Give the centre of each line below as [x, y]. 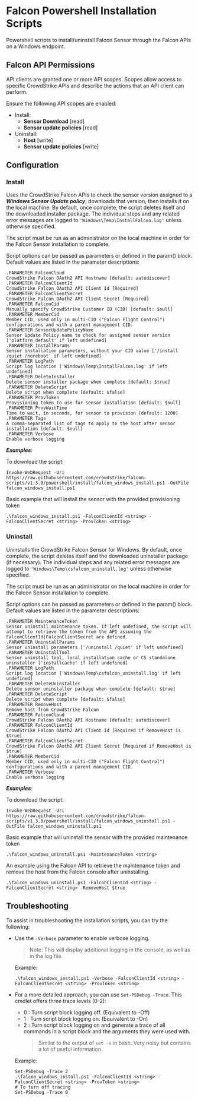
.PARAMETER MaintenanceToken [42, 621]
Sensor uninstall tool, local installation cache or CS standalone [91, 657]
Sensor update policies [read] [61, 127]
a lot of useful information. [70, 1049]
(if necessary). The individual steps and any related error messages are [93, 562]
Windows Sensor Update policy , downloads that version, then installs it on [98, 201]
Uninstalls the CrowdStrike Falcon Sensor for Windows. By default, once [94, 549]
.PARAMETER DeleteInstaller [41, 377]
